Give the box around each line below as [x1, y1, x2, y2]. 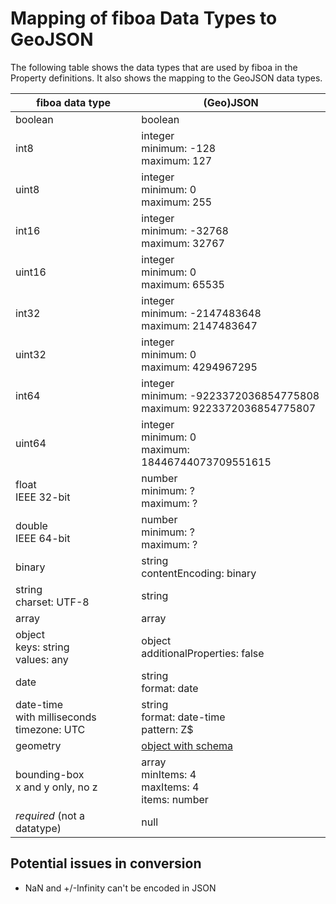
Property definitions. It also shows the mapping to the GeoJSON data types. [10, 72, 323, 84]
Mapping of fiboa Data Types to [10, 7, 278, 30]
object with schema [141, 738, 233, 752]
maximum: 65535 [141, 277, 225, 291]
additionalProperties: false [141, 646, 265, 660]
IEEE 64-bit [15, 531, 71, 545]
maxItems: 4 [141, 780, 200, 794]
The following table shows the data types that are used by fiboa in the [10, 61, 298, 73]
